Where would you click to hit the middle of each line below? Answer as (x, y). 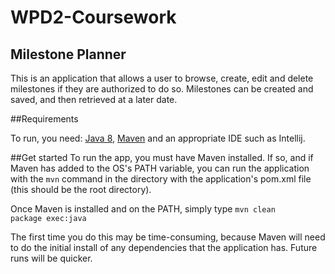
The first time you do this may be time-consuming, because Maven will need (168, 237)
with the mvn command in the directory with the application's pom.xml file (161, 179)
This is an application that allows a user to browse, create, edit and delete (162, 78)
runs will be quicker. (51, 258)
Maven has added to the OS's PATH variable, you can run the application (160, 168)
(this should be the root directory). (81, 189)
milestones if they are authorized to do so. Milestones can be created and (162, 89)
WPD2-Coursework (93, 17)
